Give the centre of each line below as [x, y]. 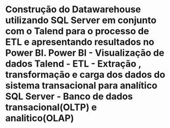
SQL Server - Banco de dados [69, 97]
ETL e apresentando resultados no [80, 42]
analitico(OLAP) [40, 118]
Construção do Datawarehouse [73, 9]
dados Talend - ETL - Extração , [73, 64]
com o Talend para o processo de [77, 31]
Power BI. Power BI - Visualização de [85, 53]
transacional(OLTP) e [51, 107]
